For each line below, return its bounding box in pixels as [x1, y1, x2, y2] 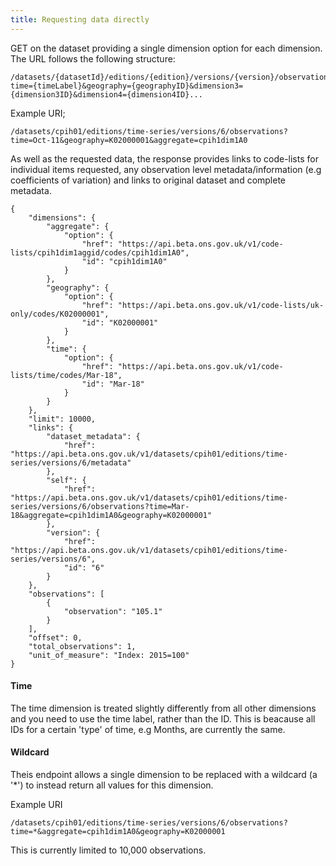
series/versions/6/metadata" [10, 457, 132, 468]
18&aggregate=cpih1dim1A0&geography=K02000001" [10, 510, 213, 520]
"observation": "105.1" [63, 606, 163, 616]
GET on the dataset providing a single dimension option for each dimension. [10, 42, 323, 54]
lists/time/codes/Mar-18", [10, 370, 123, 380]
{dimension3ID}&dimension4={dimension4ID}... [10, 89, 203, 100]
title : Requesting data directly [10, 14, 150, 25]
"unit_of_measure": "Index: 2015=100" [28, 650, 190, 660]
